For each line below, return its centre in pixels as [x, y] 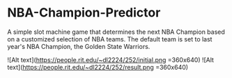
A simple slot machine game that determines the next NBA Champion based [116, 32]
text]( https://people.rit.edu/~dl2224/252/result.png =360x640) [98, 67]
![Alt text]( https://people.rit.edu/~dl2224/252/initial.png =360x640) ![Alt [111, 59]
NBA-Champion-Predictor [84, 13]
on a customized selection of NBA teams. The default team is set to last [110, 39]
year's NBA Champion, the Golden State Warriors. [79, 46]
